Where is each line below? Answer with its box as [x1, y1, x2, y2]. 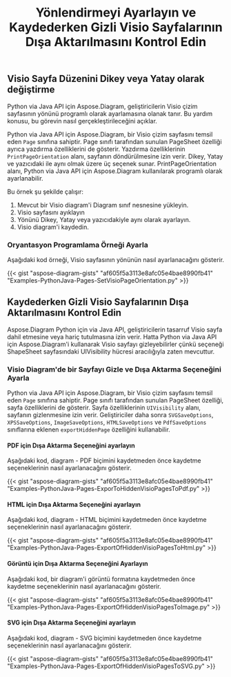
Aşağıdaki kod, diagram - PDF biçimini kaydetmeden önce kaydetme [7, 456, 201, 465]
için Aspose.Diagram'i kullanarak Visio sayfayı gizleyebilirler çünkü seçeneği [7, 340, 224, 348]
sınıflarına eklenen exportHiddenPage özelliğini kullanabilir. [7, 425, 170, 434]
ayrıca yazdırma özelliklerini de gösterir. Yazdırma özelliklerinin [7, 145, 185, 153]
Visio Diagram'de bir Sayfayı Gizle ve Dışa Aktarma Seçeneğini [7, 364, 222, 374]
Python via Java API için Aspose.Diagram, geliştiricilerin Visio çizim [7, 102, 198, 110]
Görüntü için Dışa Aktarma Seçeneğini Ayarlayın [7, 560, 148, 568]
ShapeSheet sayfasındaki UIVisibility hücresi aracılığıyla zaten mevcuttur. [7, 347, 215, 356]
